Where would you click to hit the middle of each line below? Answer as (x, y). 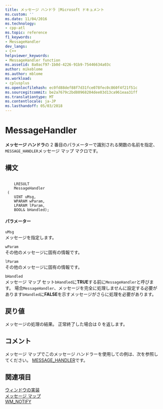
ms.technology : (21, 23)
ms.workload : (18, 78)
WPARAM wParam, (30, 201)
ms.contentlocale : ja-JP (31, 102)
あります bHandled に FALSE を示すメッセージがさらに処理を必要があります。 (81, 294)
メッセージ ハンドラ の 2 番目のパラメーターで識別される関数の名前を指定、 (81, 145)
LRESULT (22, 184)
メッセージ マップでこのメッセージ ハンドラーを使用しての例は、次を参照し (82, 354)
